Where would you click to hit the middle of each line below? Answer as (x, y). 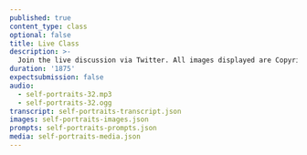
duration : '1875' (42, 69)
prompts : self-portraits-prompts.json (83, 129)
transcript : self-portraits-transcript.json (95, 111)
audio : (22, 86)
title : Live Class (44, 43)
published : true (40, 18)
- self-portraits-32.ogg (65, 103)
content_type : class (49, 26)
